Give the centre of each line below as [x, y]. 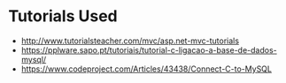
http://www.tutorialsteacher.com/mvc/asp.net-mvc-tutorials [130, 41]
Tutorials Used [63, 16]
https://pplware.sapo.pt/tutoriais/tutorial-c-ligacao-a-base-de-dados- [149, 49]
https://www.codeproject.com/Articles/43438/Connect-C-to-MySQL [146, 69]
